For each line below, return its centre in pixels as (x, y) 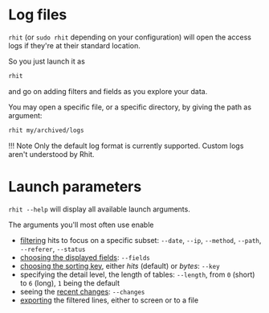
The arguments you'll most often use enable (81, 224)
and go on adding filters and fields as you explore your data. (108, 91)
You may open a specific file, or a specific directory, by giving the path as (130, 107)
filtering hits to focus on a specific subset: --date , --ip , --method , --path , (141, 240)
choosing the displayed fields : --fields (85, 257)
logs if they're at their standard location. (74, 45)
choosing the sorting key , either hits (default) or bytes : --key (120, 266)
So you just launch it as (47, 61)
